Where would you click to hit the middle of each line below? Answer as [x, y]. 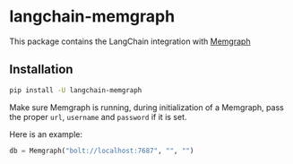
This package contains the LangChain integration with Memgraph [130, 41]
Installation [41, 69]
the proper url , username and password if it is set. [98, 117]
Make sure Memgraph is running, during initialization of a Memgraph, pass [146, 107]
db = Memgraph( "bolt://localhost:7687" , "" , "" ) [102, 151]
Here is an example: [46, 134]
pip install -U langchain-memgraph [76, 90]
